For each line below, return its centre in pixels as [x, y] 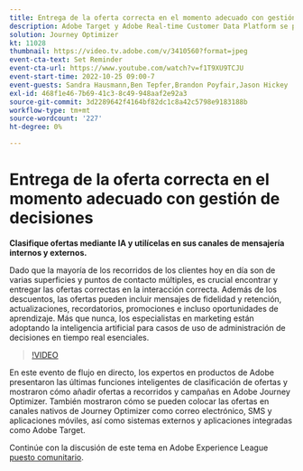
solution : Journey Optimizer [64, 34]
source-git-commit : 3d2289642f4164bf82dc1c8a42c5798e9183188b [129, 102]
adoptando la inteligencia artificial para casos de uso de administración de [147, 327]
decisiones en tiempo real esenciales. [79, 337]
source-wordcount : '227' [56, 118]
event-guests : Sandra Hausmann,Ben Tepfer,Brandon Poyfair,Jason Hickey [149, 85]
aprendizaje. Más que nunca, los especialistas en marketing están [132, 318]
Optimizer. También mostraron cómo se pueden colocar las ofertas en [139, 401]
